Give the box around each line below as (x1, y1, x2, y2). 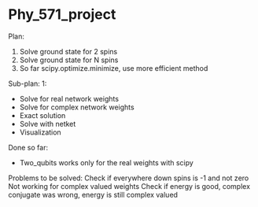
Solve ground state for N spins (19, 55, 119, 65)
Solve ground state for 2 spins (19, 46, 118, 56)
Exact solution (19, 110, 66, 120)
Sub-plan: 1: (8, 79, 47, 88)
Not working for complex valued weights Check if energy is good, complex (8, 181, 250, 190)
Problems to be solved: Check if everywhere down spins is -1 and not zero (8, 173, 249, 183)
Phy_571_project (8, 6, 116, 24)
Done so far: (8, 142, 49, 152)
